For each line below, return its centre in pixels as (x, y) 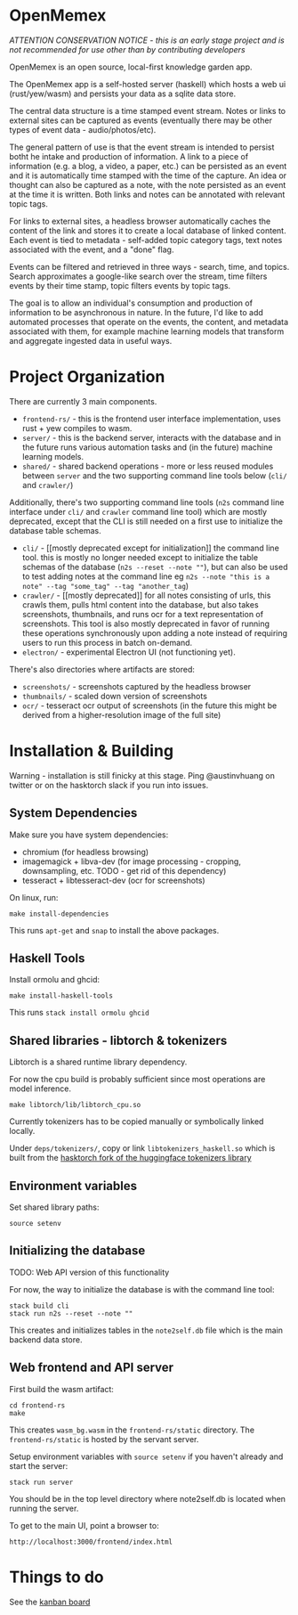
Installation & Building (92, 751)
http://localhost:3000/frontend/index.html (91, 1542)
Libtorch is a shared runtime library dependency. (98, 1062)
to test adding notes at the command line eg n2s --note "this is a (145, 576)
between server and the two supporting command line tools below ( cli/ (154, 475)
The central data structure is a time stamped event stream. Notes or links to (148, 110)
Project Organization (87, 377)
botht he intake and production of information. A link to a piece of (129, 156)
